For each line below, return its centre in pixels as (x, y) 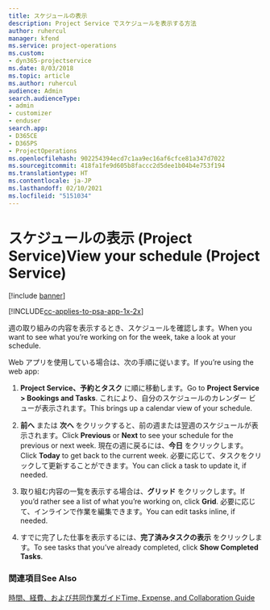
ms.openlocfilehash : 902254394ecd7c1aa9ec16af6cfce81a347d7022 (117, 158)
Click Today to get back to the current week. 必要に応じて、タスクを (134, 455)
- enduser (25, 121)
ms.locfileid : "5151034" (50, 196)
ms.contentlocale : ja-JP (50, 181)
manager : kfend (34, 38)
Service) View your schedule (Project (134, 256)
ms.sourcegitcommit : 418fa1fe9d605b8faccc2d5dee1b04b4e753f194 (117, 166)
